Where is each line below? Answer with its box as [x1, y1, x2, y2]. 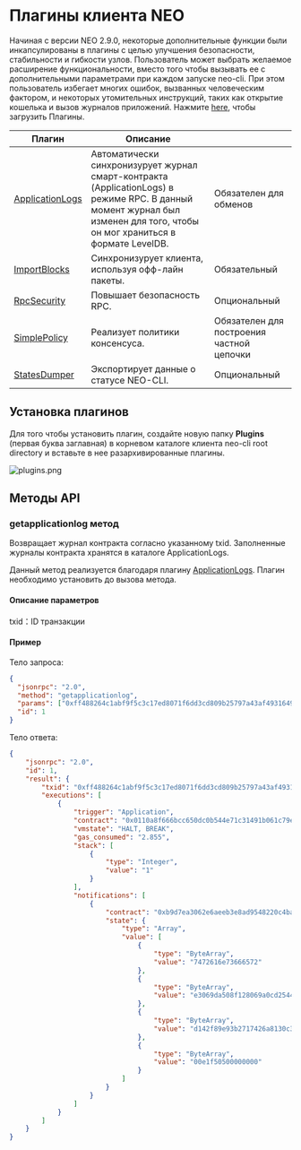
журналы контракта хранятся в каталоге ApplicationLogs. [9, 548, 230, 558]
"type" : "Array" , [121, 924, 186, 933]
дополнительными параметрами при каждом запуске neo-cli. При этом [9, 73, 285, 83]
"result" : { [25, 774, 70, 783]
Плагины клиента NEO [9, 5, 185, 26]
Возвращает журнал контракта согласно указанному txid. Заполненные [9, 538, 286, 549]
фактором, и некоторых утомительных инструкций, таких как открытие [9, 91, 284, 103]
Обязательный [213, 263, 278, 275]
